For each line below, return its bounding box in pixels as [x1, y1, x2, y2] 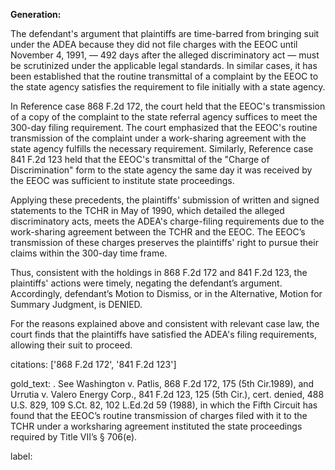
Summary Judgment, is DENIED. [10, 299, 143, 310]
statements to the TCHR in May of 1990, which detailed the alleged [10, 205, 285, 216]
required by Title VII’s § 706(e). [10, 431, 138, 443]
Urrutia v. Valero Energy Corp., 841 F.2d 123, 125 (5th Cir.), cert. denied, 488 [10, 389, 325, 400]
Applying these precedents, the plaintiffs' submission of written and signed [10, 194, 320, 206]
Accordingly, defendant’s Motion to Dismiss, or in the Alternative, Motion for [10, 288, 323, 299]
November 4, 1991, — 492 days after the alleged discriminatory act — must [10, 49, 320, 61]
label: [10, 450, 33, 462]
